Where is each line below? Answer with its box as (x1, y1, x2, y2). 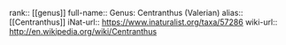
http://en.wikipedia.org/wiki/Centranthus (9, 26, 158, 36)
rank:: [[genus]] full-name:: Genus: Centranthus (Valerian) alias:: (9, 8, 243, 18)
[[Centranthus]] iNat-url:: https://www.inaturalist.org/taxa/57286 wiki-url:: (9, 17, 278, 27)
